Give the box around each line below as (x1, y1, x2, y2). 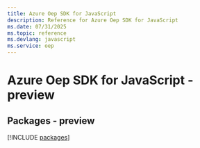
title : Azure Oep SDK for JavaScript (7, 10, 117, 17)
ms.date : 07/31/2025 (7, 23, 67, 30)
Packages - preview (7, 115, 95, 126)
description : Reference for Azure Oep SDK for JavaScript (7, 17, 178, 24)
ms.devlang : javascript (7, 36, 76, 43)
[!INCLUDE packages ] (7, 133, 70, 141)
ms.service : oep (7, 42, 54, 49)
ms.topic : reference (7, 29, 67, 37)
